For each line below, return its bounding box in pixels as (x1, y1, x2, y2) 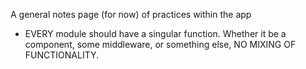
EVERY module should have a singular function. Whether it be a (24, 28, 287, 39)
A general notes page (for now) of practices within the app (10, 9, 252, 20)
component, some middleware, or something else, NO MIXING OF (24, 39, 297, 50)
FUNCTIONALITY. (24, 49, 100, 61)
